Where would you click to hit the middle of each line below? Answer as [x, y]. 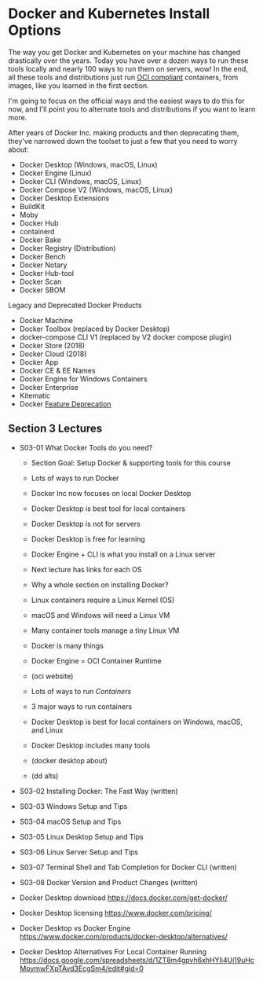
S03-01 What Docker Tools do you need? [86, 447]
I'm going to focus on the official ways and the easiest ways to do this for [126, 101]
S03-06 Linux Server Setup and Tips [79, 852]
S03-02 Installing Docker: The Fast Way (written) [99, 791]
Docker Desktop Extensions [64, 198]
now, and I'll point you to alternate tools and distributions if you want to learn [132, 109]
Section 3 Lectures [55, 429]
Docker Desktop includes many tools [91, 745]
